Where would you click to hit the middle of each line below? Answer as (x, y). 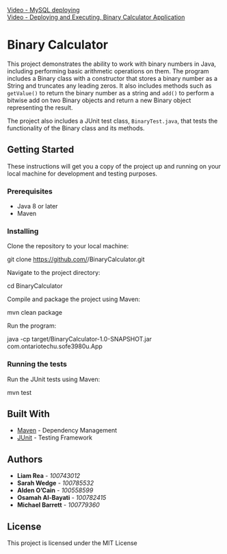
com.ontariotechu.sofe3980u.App (55, 346)
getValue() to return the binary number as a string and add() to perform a (110, 93)
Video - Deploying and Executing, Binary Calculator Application (96, 17)
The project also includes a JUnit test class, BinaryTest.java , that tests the (112, 121)
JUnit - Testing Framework (54, 437)
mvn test (19, 392)
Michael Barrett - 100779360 (58, 505)
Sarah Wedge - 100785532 (55, 483)
